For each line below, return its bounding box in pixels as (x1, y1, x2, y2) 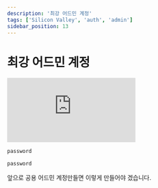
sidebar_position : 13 (7, 23, 69, 30)
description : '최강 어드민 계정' (7, 10, 92, 17)
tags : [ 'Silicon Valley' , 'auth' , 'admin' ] (7, 16, 133, 23)
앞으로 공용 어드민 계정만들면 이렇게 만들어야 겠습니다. (7, 174, 152, 182)
